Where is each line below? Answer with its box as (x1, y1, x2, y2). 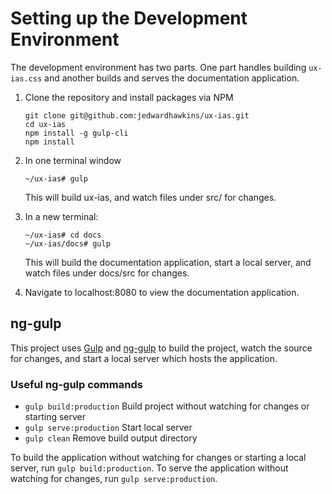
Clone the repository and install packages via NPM (24, 91, 234, 103)
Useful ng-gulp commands (10, 377, 143, 391)
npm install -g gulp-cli (24, 128, 129, 138)
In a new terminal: (24, 210, 99, 222)
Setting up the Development (10, 7, 248, 30)
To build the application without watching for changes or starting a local (10, 452, 307, 464)
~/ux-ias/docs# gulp (24, 238, 111, 249)
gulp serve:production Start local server (24, 422, 193, 434)
